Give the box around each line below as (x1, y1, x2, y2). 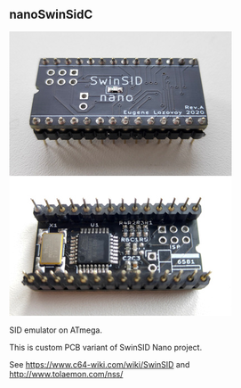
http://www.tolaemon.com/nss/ (9, 368, 124, 379)
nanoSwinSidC (9, 7, 93, 22)
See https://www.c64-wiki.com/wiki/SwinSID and (9, 359, 190, 369)
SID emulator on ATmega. (9, 325, 103, 335)
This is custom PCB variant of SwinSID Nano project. (9, 342, 203, 352)
